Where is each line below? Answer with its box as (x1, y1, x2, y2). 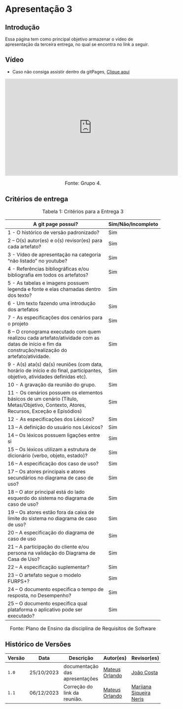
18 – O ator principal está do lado (7, 488, 85, 495)
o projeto (7, 320, 29, 327)
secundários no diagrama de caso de (7, 474, 94, 481)
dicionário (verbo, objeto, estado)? (7, 452, 88, 459)
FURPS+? (7, 578, 30, 585)
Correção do (63, 683, 93, 690)
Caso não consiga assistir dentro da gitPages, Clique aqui (12, 69, 130, 74)
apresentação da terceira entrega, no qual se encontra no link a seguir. (5, 41, 149, 47)
